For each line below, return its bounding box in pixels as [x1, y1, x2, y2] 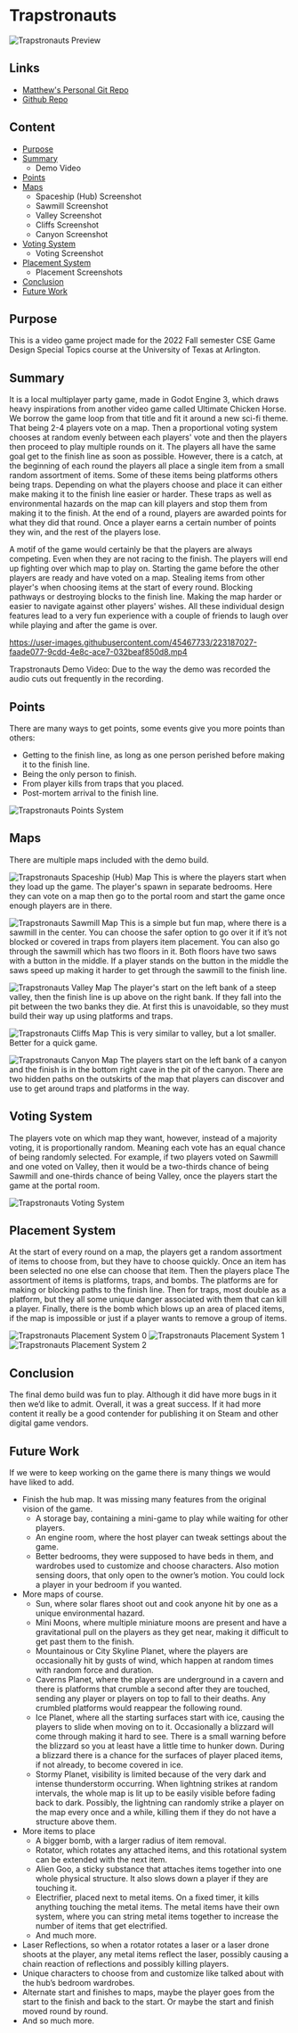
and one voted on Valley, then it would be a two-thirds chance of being [9, 1161, 270, 1171]
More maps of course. [21, 1589, 104, 1599]
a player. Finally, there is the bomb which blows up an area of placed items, [9, 1303, 285, 1314]
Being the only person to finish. [21, 769, 137, 779]
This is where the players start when [153, 872, 287, 882]
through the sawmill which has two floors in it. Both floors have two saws [9, 946, 278, 956]
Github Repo [21, 94, 68, 104]
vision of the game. [21, 1504, 93, 1515]
